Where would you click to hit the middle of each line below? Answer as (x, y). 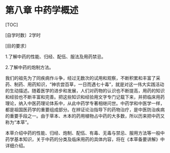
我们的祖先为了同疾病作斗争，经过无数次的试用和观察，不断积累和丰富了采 (83, 78)
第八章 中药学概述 (42, 10)
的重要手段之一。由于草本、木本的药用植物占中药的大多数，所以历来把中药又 (85, 116)
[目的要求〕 (17, 45)
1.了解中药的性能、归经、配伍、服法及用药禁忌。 (56, 57)
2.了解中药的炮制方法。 (30, 67)
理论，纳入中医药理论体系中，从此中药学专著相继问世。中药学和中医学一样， (85, 103)
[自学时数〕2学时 (23, 35)
